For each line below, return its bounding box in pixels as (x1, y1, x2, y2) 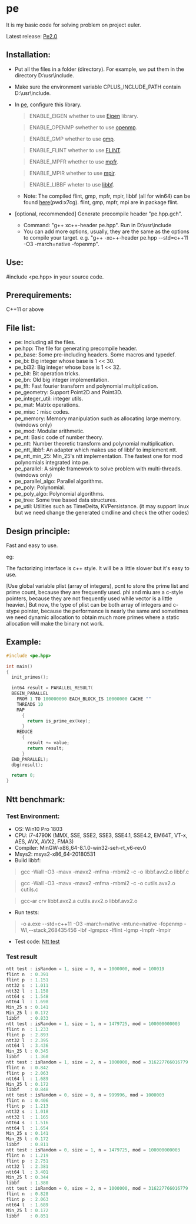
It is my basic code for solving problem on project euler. (6, 21, 141, 28)
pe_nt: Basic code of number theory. (14, 434, 104, 441)
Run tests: (14, 908, 39, 916)
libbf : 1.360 (6, 1054, 49, 1060)
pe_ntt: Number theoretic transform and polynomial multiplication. (14, 440, 175, 447)
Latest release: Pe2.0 (6, 32, 58, 40)
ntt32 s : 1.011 (6, 982, 49, 989)
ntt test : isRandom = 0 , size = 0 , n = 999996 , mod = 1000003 (6, 1092, 165, 1098)
